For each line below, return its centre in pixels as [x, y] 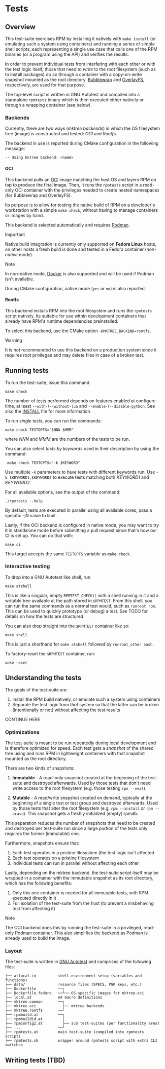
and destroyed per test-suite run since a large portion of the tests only [76, 828]
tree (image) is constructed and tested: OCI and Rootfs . [61, 134]
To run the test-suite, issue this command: [48, 382]
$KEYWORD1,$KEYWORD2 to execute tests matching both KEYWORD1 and [79, 477]
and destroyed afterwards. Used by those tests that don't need [87, 783]
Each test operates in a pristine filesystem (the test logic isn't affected [83, 852]
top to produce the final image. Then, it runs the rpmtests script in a [74, 185]
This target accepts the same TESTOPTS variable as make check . [68, 554]
